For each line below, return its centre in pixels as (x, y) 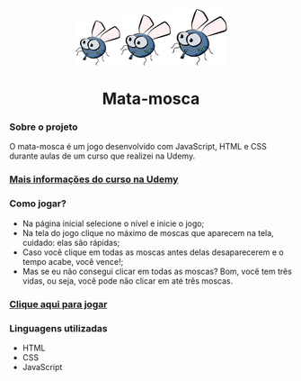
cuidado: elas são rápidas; (71, 242)
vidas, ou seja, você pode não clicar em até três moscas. (128, 281)
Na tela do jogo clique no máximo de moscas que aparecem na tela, (148, 232)
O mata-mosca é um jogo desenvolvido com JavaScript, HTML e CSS (138, 147)
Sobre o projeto (44, 127)
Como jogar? (38, 204)
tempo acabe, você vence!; (73, 261)
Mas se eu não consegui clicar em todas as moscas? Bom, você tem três (157, 271)
